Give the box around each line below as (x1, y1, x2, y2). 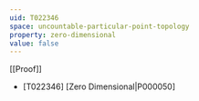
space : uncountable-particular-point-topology (9, 22, 190, 31)
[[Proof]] (9, 64, 43, 75)
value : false (9, 38, 59, 48)
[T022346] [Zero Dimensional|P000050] (22, 81, 176, 92)
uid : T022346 (9, 13, 59, 23)
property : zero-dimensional (9, 30, 117, 39)
